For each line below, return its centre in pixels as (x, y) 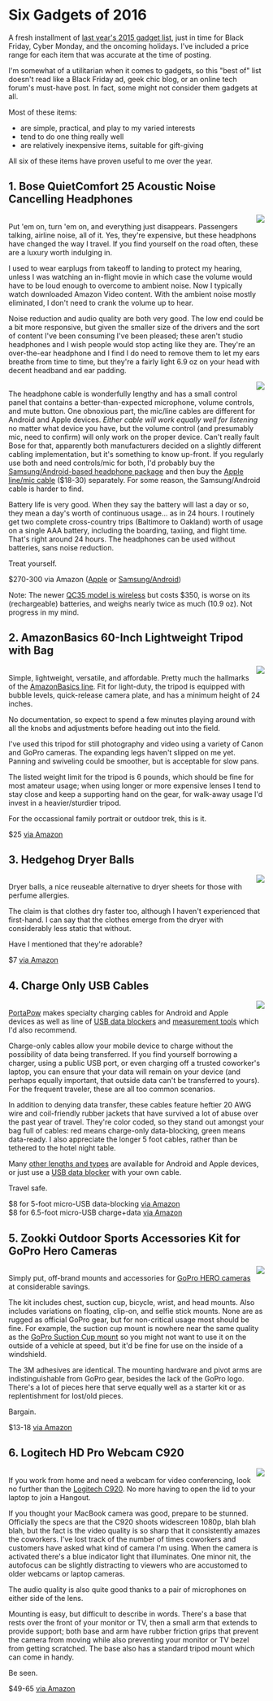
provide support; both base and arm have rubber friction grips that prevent (133, 1631)
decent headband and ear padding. (68, 370)
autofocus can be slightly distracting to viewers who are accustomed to (128, 1565)
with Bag (31, 651)
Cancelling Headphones (71, 200)
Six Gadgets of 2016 (78, 15)
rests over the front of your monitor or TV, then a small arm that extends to (133, 1622)
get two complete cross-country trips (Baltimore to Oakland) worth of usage (136, 521)
